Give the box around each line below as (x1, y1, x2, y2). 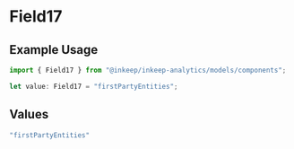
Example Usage (9, 42, 99, 57)
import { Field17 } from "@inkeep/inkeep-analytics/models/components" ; (9, 66, 287, 74)
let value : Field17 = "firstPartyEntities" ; (9, 82, 178, 91)
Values (9, 107, 49, 122)
